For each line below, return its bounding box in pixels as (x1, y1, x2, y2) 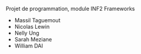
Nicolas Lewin (14, 23, 50, 30)
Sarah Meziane (14, 36, 53, 43)
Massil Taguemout (14, 17, 61, 23)
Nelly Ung (14, 29, 40, 37)
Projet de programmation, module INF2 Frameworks (5, 5, 136, 12)
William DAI (14, 42, 44, 49)
